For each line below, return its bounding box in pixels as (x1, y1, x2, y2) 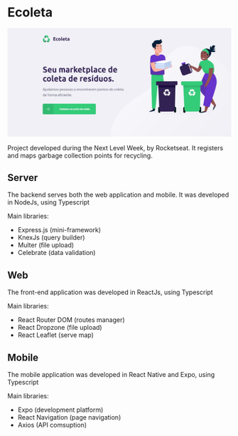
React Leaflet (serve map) (17, 331, 94, 339)
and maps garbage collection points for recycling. (7, 151, 153, 160)
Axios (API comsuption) (17, 421, 87, 430)
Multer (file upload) (17, 241, 75, 249)
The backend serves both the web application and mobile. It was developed (7, 190, 229, 199)
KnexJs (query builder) (17, 233, 85, 242)
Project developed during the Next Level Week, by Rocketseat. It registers (7, 143, 224, 152)
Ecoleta (7, 4, 53, 21)
